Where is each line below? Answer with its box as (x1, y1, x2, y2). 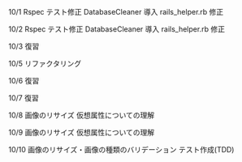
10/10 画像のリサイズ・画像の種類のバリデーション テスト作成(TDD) (8, 145, 235, 154)
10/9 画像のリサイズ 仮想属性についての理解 (8, 128, 155, 137)
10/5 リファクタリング (8, 59, 82, 68)
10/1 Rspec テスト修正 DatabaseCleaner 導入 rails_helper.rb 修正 (8, 7, 224, 16)
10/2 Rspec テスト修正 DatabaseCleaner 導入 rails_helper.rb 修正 (8, 24, 226, 34)
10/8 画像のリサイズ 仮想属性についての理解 (8, 110, 155, 120)
